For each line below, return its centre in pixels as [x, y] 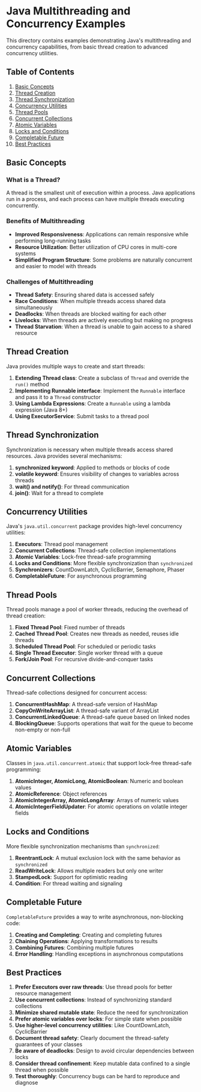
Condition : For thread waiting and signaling [69, 883]
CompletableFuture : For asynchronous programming [81, 576]
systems [25, 253]
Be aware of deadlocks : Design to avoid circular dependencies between [104, 1051]
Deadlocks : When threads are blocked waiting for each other [91, 314]
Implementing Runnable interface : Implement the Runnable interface [100, 391]
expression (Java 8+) [41, 410]
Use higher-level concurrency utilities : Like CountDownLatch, [92, 1025]
